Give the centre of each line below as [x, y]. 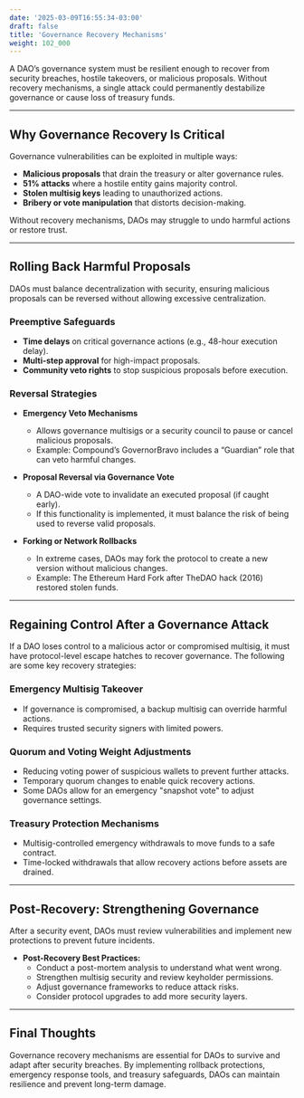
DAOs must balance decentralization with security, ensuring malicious [139, 288]
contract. [39, 853]
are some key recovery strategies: [73, 665]
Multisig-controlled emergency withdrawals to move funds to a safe [149, 844]
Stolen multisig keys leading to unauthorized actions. [123, 193]
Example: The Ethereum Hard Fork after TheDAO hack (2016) [150, 578]
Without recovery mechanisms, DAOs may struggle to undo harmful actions [150, 220]
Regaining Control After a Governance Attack [139, 624]
